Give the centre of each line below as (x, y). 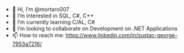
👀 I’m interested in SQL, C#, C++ (53, 16)
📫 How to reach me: (38, 35)
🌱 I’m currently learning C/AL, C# (54, 22)
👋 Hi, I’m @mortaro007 (41, 9)
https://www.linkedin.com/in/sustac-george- (122, 35)
